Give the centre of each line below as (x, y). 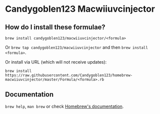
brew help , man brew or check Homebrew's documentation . (65, 106)
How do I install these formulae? (55, 27)
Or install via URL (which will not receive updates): (56, 62)
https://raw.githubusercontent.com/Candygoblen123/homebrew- (69, 75)
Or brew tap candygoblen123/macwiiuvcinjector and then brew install (77, 47)
